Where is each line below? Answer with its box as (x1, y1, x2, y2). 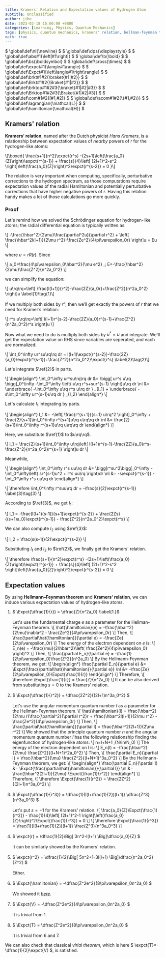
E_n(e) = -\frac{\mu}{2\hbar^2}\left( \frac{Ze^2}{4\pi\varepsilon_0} (12, 645, 148, 651)
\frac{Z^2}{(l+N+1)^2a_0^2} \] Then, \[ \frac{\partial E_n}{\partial (27, 750, 158, 756)
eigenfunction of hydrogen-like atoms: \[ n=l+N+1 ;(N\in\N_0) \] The (12, 739, 149, 745)
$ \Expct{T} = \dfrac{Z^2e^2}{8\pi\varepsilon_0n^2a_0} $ (12, 922, 128, 928)
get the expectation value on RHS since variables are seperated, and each (5, 337, 155, 343)
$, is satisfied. (50, 947, 78, 954)
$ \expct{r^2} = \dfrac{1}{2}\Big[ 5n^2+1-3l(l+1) (12, 854, 108, 860)
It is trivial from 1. (12, 912, 47, 918)
